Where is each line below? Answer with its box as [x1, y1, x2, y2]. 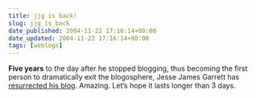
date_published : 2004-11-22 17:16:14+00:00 [8, 27, 157, 35]
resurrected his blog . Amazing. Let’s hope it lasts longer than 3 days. [8, 81, 236, 91]
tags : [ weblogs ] [8, 42, 63, 50]
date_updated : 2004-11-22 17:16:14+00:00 [8, 34, 150, 43]
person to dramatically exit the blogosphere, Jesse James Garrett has [8, 72, 240, 82]
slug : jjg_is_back [8, 19, 70, 27]
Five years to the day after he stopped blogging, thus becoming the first [8, 63, 248, 73]
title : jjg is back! [8, 11, 78, 20]
